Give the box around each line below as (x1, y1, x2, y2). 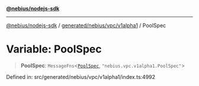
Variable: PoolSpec (6, 42, 102, 56)
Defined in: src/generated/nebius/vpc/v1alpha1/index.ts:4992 (6, 73, 156, 80)
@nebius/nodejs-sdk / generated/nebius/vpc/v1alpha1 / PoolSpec (6, 22, 166, 29)
